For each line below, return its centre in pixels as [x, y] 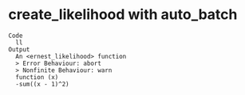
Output [19, 49]
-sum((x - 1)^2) [42, 84]
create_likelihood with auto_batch [123, 15]
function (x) [37, 77]
